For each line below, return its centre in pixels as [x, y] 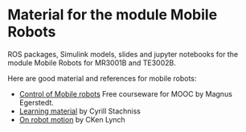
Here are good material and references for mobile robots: [102, 78]
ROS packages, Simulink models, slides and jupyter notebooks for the [123, 54]
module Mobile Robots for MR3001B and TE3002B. [92, 63]
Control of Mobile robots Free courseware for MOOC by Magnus [125, 93]
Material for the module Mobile [113, 15]
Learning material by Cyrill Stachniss [80, 111]
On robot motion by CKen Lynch [72, 119]
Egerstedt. [36, 102]
